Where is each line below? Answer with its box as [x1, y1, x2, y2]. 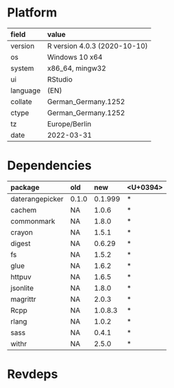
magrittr [10, 294, 36, 304]
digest [10, 239, 31, 248]
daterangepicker [10, 194, 64, 204]
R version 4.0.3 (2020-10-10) [47, 41, 149, 51]
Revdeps [7, 367, 58, 382]
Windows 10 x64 [47, 52, 103, 62]
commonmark [10, 216, 55, 226]
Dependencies [7, 158, 92, 173]
